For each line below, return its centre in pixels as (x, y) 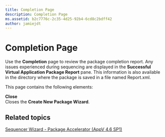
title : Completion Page (30, 10)
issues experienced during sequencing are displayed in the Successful (78, 67)
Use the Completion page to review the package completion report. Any (79, 62)
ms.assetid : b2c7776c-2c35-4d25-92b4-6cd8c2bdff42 (59, 19)
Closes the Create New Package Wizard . (47, 102)
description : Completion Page (37, 14)
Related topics (28, 117)
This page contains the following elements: (49, 87)
